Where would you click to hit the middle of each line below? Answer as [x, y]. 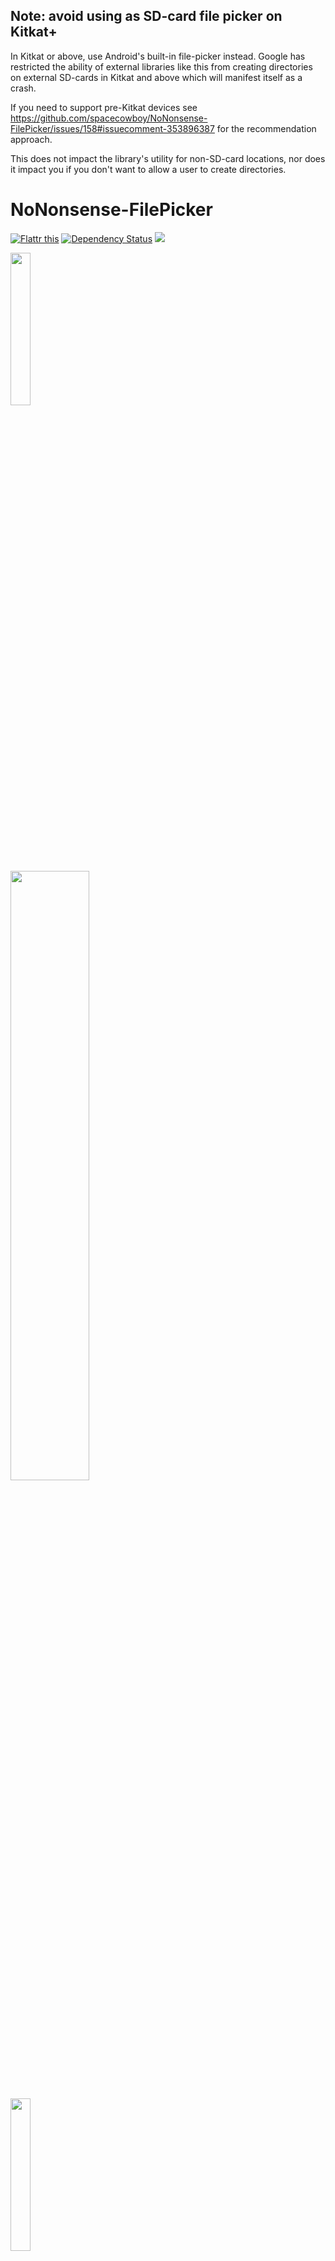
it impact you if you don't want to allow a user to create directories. [148, 169]
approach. [31, 139]
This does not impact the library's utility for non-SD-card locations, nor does [168, 158]
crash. [23, 88]
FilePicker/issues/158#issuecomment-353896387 [112, 128]
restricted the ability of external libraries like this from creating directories [161, 66]
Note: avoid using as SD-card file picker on [146, 16]
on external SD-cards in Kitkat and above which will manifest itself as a [156, 77]
